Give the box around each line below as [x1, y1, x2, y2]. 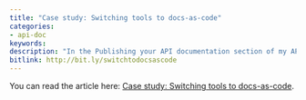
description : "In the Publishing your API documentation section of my [9, 47, 287, 56]
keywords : [9, 38, 47, 48]
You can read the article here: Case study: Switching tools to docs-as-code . [9, 81, 294, 91]
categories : [9, 22, 55, 31]
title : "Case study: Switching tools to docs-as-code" [9, 13, 222, 23]
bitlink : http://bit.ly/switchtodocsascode [9, 55, 178, 65]
